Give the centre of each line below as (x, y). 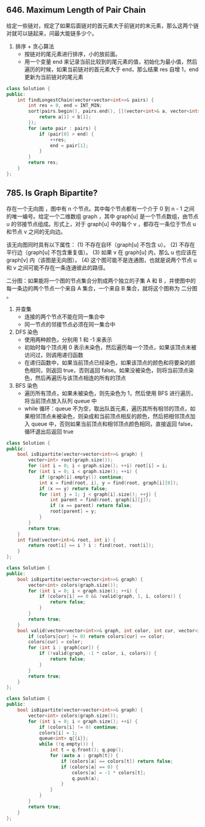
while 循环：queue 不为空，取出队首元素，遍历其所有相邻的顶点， (107, 408)
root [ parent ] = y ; (73, 512)
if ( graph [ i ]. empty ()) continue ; (81, 477)
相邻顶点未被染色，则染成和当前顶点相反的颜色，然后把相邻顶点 (110, 416)
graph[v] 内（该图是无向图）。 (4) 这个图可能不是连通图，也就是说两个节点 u (102, 260)
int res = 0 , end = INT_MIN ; (65, 106)
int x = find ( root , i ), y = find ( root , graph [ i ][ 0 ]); (109, 483)
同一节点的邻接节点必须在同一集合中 (70, 324)
